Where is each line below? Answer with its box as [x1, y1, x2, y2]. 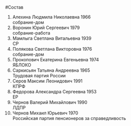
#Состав [5, 5, 23, 10]
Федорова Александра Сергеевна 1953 [12, 89, 96, 94]
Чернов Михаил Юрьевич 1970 [12, 110, 78, 116]
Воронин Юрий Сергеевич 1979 [12, 25, 80, 31]
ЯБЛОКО [12, 62, 31, 68]
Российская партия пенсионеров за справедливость [12, 115, 126, 121]
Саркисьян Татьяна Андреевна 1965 [12, 67, 90, 73]
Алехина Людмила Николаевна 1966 [12, 14, 91, 20]
